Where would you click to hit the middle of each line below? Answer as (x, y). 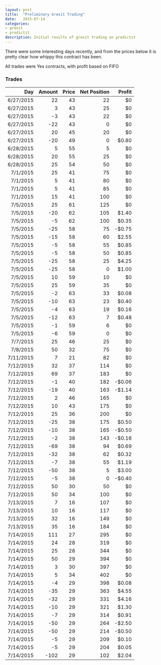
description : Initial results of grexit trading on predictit (70, 38)
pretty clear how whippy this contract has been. (54, 56)
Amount (48, 92)
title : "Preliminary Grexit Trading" (45, 14)
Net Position (95, 92)
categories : (17, 24)
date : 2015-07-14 (25, 19)
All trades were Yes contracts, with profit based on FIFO (62, 66)
